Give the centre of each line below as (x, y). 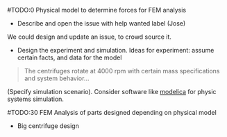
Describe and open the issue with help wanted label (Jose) (101, 23)
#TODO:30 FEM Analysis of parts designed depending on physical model (112, 112)
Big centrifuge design (48, 126)
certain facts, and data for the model (69, 57)
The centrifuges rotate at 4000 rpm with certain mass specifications (122, 71)
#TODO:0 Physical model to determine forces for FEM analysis (96, 10)
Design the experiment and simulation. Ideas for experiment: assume (116, 50)
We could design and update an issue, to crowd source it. (90, 37)
